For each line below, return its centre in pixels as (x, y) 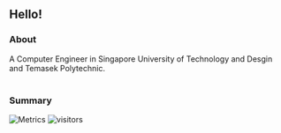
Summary (31, 100)
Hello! (26, 15)
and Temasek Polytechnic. (57, 68)
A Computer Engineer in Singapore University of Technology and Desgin (141, 59)
